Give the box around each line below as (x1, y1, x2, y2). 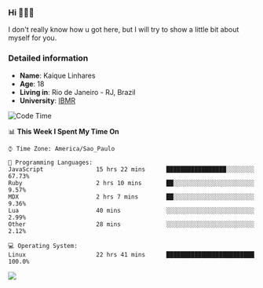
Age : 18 (19, 78, 45, 89)
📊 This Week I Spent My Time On (8, 126, 119, 136)
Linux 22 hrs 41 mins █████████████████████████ (8, 250, 255, 258)
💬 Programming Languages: (8, 159, 93, 166)
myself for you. (8, 33, 57, 42)
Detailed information (8, 53, 89, 64)
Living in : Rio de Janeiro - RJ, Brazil (19, 87, 136, 97)
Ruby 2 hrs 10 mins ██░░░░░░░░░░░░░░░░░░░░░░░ (8, 179, 255, 187)
